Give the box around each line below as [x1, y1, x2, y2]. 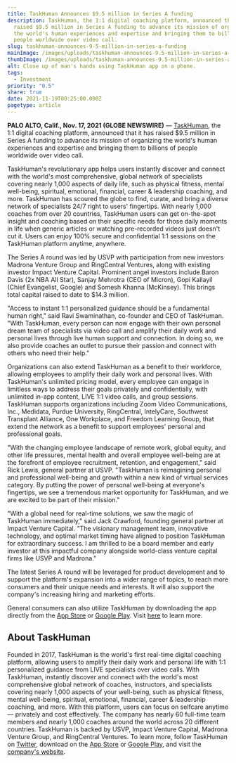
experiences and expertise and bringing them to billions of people [7, 143, 198, 152]
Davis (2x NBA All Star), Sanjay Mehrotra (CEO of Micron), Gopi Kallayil [7, 275, 213, 283]
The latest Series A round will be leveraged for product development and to [7, 568, 225, 576]
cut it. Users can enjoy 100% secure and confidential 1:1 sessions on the [7, 231, 216, 240]
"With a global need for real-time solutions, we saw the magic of [7, 509, 194, 518]
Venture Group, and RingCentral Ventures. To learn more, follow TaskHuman [7, 732, 228, 740]
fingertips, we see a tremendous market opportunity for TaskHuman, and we [7, 488, 229, 496]
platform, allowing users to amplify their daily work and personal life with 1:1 [7, 658, 226, 666]
